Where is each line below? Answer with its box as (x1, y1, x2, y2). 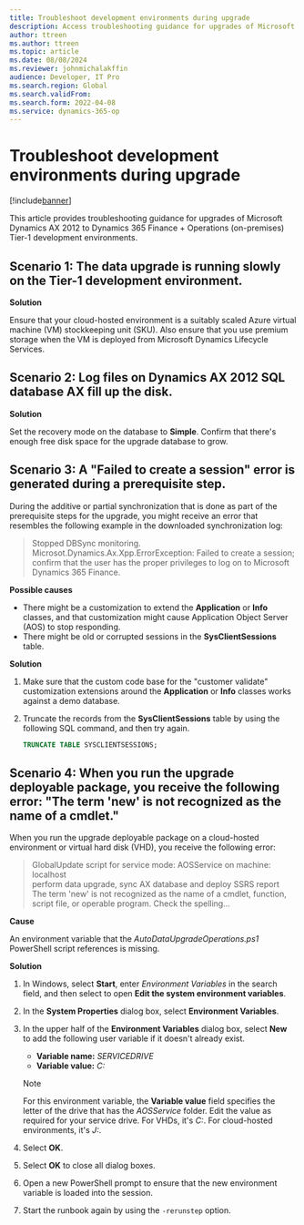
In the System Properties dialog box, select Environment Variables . (22, 1006, 279, 1016)
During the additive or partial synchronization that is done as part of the (9, 500, 278, 511)
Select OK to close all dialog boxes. (22, 1160, 157, 1171)
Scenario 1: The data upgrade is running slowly (9, 259, 281, 274)
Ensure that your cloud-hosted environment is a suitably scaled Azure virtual (9, 315, 297, 325)
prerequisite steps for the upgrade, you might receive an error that (9, 510, 258, 521)
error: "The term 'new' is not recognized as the (9, 793, 282, 809)
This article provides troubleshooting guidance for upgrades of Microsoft (9, 213, 283, 224)
